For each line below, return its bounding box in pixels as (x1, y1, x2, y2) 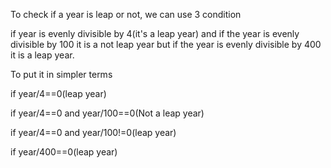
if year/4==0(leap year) (10, 88, 107, 99)
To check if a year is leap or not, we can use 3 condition (10, 9, 242, 20)
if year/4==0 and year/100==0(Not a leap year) (10, 107, 205, 119)
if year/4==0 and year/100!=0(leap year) (10, 127, 177, 138)
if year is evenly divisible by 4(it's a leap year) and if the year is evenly (10, 28, 300, 39)
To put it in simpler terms (10, 69, 113, 80)
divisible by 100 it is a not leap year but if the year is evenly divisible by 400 (10, 39, 322, 50)
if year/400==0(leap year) (10, 146, 118, 158)
